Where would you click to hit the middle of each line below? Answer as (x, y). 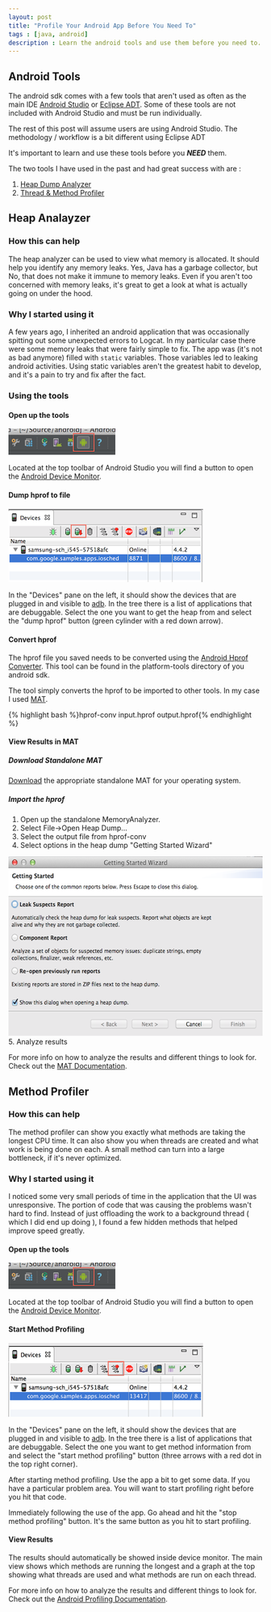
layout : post (30, 17)
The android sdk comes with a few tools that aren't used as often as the (127, 96)
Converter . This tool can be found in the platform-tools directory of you (126, 666)
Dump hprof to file (40, 495)
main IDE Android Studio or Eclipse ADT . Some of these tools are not (122, 104)
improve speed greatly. (46, 1231)
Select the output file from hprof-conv (83, 837)
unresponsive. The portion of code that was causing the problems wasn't (130, 1205)
